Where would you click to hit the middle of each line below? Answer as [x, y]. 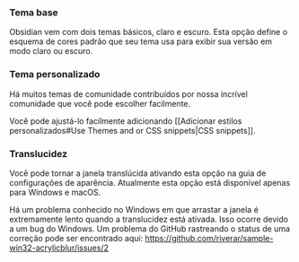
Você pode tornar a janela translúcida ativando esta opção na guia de [138, 173]
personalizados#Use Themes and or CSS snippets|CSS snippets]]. [132, 130]
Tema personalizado [55, 74]
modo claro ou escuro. [51, 51]
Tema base [34, 13]
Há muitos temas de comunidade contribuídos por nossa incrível [129, 94]
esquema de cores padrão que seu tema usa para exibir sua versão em [141, 41]
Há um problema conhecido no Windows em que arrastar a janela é [134, 209]
